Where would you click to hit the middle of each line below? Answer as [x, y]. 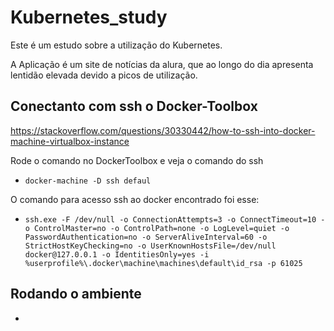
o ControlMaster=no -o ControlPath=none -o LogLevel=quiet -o [157, 228]
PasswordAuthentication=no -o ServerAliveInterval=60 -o [146, 237]
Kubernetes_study [89, 17]
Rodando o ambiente [76, 294]
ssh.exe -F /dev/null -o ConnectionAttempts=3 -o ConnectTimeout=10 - [175, 219]
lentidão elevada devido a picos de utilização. [104, 75]
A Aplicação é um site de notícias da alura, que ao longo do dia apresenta [162, 64]
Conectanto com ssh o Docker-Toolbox [134, 106]
